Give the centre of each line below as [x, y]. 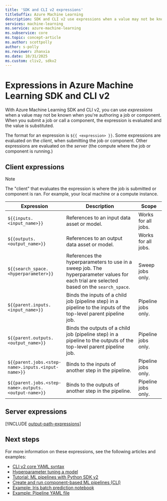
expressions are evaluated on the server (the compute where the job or [78, 146]
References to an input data [98, 218]
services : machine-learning [34, 24]
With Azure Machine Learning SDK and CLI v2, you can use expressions [79, 110]
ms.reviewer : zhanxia [28, 51]
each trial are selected [92, 281]
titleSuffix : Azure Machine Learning [44, 14]
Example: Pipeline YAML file [41, 493]
